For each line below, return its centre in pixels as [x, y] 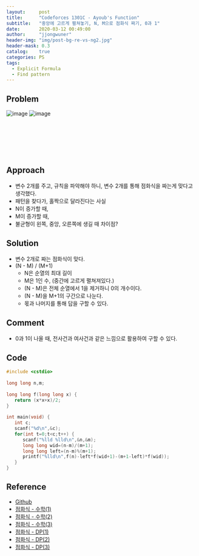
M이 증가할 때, [32, 216]
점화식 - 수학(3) [34, 524]
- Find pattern [31, 74]
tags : [13, 63]
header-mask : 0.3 [28, 46]
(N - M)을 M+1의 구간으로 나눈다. [63, 295]
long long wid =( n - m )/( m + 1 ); [58, 445]
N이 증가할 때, [32, 208]
